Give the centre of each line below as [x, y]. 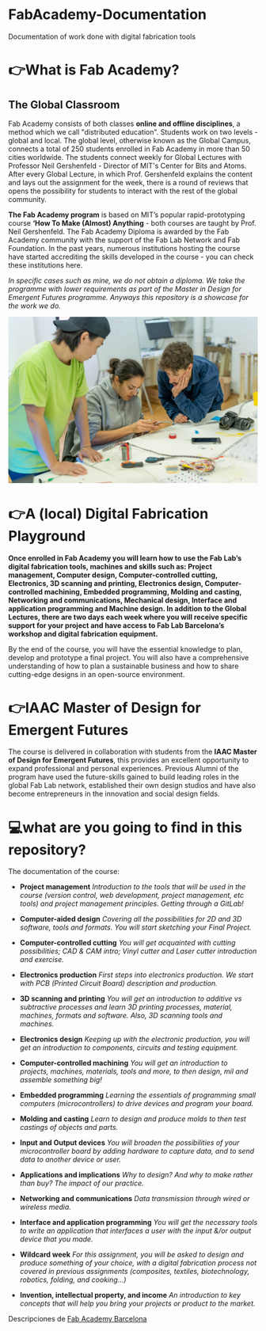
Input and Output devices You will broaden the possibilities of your [129, 1143]
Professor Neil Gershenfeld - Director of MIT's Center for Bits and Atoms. [127, 165]
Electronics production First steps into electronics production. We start [137, 975]
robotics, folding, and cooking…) [73, 1280]
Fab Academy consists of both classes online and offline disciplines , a [124, 124]
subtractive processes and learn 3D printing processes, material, [126, 1007]
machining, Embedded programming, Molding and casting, [143, 591]
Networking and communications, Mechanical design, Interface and [123, 600]
